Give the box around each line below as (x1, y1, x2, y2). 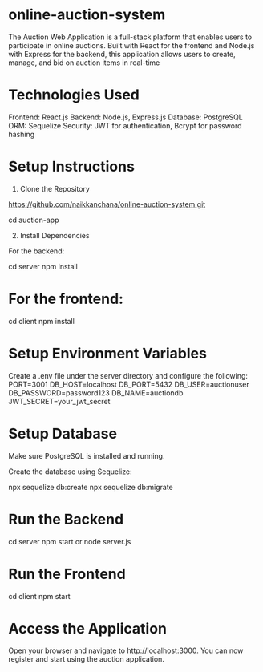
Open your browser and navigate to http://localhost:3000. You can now (8, 646, 244, 655)
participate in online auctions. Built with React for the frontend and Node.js (8, 40, 255, 50)
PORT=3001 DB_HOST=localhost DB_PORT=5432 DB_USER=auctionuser (8, 379, 250, 389)
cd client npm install (8, 316, 75, 326)
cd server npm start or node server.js (8, 536, 131, 546)
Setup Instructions (8, 158, 135, 176)
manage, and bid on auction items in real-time (8, 58, 160, 67)
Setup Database (8, 424, 118, 443)
